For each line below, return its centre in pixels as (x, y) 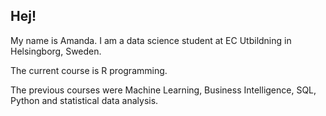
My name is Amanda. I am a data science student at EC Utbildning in (151, 40)
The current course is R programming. (89, 70)
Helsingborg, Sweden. (56, 51)
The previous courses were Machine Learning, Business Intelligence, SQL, (163, 90)
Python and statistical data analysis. (84, 100)
